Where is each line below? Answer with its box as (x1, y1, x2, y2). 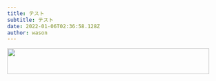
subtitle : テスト (7, 16, 54, 23)
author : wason (7, 29, 48, 36)
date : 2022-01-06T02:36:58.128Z (7, 23, 100, 30)
